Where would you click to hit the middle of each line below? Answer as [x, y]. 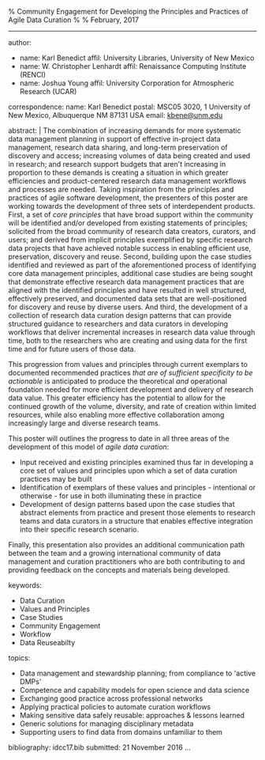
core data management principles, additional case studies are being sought [131, 273]
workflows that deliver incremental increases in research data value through [132, 332]
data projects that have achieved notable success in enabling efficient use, [130, 248]
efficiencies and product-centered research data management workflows [127, 181]
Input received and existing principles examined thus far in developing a [136, 462]
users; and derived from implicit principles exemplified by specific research [131, 240]
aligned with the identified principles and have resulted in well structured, [127, 290]
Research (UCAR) [48, 91]
